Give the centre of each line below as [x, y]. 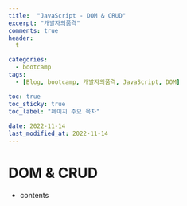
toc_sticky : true [37, 104]
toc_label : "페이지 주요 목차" [54, 111]
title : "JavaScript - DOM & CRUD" [67, 16]
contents [34, 195]
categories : [28, 60]
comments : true [33, 30]
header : [21, 38]
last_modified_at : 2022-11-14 [58, 134]
